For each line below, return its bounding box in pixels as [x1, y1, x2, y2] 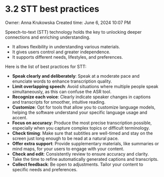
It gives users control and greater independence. [12, 49, 111, 55]
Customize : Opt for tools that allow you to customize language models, [12, 104, 156, 110]
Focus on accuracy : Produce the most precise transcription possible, [12, 120, 152, 126]
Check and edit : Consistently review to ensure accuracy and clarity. [12, 151, 149, 157]
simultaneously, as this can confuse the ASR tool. [12, 88, 112, 94]
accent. [12, 114, 28, 120]
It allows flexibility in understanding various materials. [12, 44, 121, 49]
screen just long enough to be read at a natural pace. [12, 135, 119, 141]
